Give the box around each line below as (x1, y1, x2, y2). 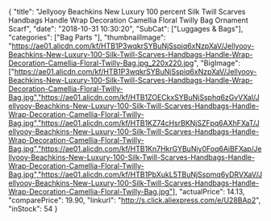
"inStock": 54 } (8, 204, 58, 213)
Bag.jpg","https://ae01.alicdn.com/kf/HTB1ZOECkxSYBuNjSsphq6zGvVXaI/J (8, 93, 260, 102)
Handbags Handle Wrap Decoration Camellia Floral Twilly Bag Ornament (8, 15, 248, 25)
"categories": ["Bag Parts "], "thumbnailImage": (8, 32, 166, 42)
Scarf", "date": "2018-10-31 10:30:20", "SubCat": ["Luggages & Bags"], (8, 24, 244, 33)
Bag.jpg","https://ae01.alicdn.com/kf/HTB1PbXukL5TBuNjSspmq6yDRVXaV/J (8, 169, 263, 179)
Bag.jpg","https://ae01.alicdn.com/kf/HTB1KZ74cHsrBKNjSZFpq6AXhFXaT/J (8, 119, 260, 127)
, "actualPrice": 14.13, (174, 187, 245, 196)
